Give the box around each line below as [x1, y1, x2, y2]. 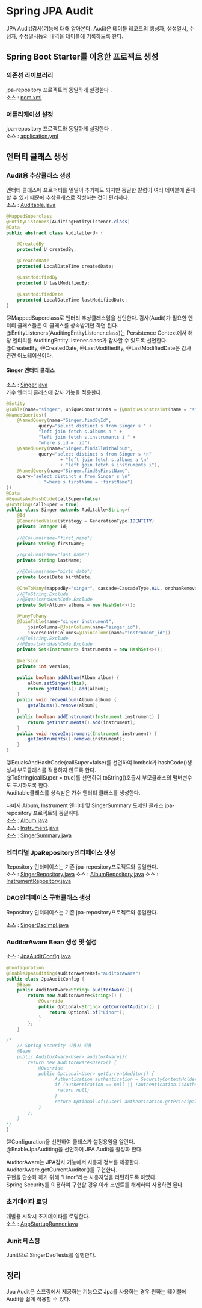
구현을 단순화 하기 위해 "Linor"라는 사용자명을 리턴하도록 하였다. [6, 1174, 157, 1181]
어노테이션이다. [17, 352, 53, 359]
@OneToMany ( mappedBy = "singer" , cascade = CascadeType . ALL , [17, 585, 163, 591]
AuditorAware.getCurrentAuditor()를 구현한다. [6, 1166, 117, 1173]
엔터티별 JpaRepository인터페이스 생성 [6, 848, 115, 857]
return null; [57, 1088, 90, 1094]
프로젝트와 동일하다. [32, 810, 80, 817]
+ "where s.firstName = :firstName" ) [38, 479, 133, 485]
